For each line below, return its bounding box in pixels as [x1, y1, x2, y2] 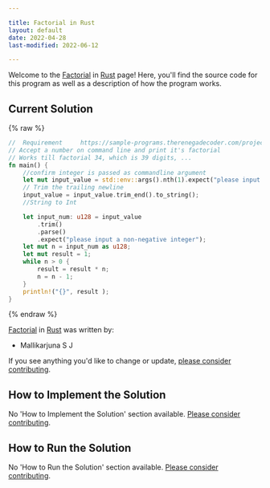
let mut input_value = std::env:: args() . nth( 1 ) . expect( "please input [22, 176, 261, 185]
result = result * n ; [37, 266, 110, 274]
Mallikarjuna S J [19, 340, 74, 350]
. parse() [37, 228, 67, 236]
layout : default [8, 26, 63, 35]
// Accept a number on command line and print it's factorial [8, 146, 221, 154]
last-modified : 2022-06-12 [8, 41, 99, 49]
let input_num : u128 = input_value [22, 213, 142, 221]
